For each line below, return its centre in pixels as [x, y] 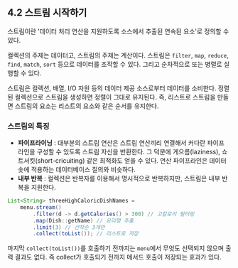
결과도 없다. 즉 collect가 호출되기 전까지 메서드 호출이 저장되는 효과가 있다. [118, 257]
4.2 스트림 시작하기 [47, 13]
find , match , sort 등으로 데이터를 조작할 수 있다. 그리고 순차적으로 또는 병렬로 [115, 64]
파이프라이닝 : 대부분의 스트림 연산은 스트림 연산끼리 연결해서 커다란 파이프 [121, 143]
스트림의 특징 [28, 126]
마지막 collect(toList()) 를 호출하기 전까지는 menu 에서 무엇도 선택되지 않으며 [116, 248]
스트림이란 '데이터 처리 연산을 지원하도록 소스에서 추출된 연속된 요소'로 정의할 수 [118, 31]
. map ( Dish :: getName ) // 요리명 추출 [83, 220]
